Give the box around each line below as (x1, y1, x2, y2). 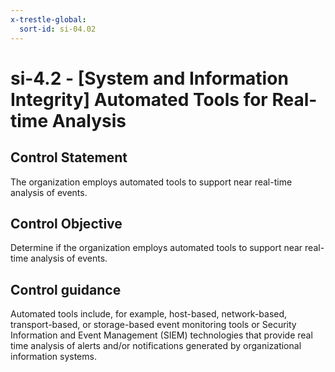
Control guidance (10, 281, 122, 298)
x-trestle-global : (10, 14, 87, 25)
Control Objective (10, 215, 123, 232)
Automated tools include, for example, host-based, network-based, (10, 308, 288, 320)
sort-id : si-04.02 (19, 24, 97, 34)
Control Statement (10, 149, 128, 166)
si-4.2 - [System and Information (10, 67, 289, 90)
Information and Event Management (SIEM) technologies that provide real (10, 329, 313, 341)
